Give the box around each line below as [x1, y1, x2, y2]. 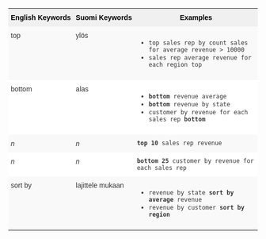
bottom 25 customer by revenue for [136, 157, 255, 165]
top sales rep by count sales [148, 39, 249, 47]
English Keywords [10, 13, 71, 22]
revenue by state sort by [148, 189, 234, 197]
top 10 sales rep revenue [136, 139, 222, 147]
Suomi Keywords [75, 13, 132, 22]
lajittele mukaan [75, 181, 124, 190]
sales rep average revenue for [148, 54, 252, 62]
